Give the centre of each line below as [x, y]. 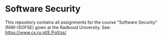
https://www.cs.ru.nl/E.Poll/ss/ [36, 32]
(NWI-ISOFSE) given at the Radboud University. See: [58, 27]
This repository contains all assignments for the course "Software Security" [81, 22]
